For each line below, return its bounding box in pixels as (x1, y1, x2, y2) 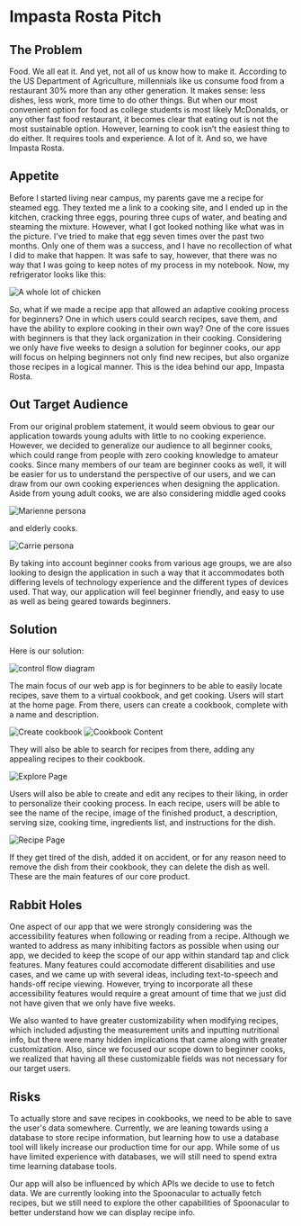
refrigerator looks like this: (9, 268, 107, 280)
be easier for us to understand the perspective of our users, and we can (9, 468, 276, 479)
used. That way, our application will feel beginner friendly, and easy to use (9, 586, 285, 597)
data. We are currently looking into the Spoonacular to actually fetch (9, 1188, 262, 1199)
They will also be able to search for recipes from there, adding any (9, 744, 255, 755)
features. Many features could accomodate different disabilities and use (9, 960, 276, 970)
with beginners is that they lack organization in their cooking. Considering (9, 332, 282, 343)
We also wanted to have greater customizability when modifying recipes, (9, 1015, 279, 1026)
